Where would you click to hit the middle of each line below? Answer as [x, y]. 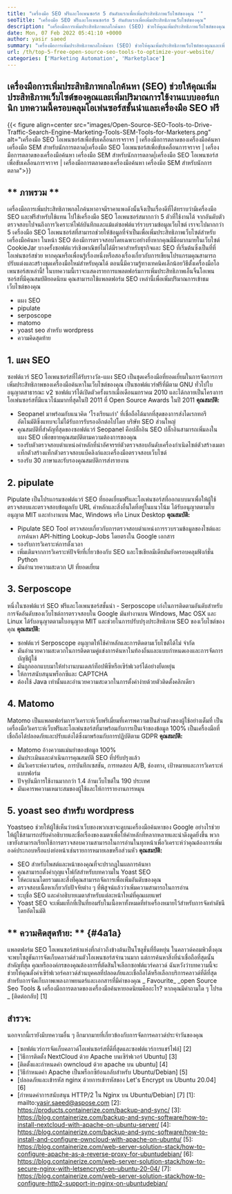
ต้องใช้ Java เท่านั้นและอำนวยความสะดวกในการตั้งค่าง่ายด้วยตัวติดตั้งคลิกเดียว [106, 681]
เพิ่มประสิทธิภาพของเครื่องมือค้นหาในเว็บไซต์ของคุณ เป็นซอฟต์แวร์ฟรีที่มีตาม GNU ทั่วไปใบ [110, 384]
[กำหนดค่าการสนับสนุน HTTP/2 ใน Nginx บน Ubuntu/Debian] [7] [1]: [106, 1095]
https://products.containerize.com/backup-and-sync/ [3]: [99, 1110]
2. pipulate [30, 483]
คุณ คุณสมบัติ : [23, 629]
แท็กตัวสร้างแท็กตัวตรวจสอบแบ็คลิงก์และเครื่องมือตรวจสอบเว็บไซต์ [92, 453]
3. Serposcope [39, 589]
